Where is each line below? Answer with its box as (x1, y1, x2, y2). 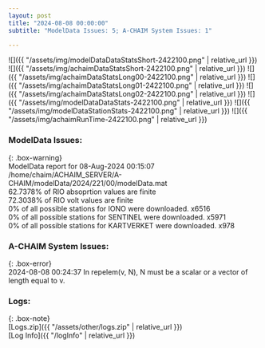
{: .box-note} (8, 314, 50, 323)
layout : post (8, 11, 52, 20)
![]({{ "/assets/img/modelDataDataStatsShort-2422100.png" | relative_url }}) (8, 55, 258, 65)
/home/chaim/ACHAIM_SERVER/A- (8, 169, 122, 180)
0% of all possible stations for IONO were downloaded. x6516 (8, 204, 211, 213)
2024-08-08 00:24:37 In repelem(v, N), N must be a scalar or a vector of (8, 267, 248, 276)
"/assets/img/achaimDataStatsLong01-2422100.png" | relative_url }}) (18, 81, 245, 90)
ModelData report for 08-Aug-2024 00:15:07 (8, 161, 155, 171)
